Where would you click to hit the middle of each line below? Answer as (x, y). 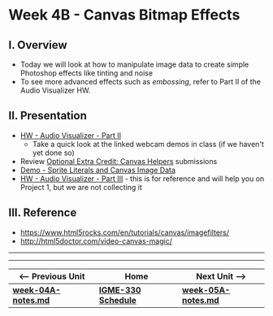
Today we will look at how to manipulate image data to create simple (134, 64)
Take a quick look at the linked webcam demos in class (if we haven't (148, 144)
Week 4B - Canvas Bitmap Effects (124, 15)
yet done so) (53, 153)
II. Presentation (48, 116)
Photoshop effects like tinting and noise (86, 73)
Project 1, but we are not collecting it (81, 187)
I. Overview (38, 45)
